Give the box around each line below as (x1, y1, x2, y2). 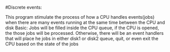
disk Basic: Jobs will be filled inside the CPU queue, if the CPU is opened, (5, 25, 159, 31)
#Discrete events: (5, 5, 42, 10)
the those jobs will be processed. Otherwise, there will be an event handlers (5, 30, 164, 36)
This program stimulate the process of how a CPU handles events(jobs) (5, 14, 155, 20)
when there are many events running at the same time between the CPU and (5, 20, 165, 25)
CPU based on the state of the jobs (5, 41, 79, 47)
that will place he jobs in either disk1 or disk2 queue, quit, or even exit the (5, 35, 159, 41)
